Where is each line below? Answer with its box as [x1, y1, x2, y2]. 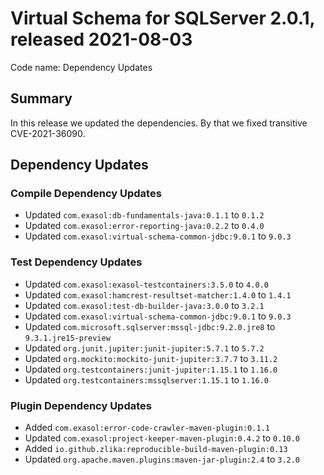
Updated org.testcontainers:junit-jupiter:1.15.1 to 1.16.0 [24, 363, 278, 375]
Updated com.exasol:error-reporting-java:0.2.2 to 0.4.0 [24, 220, 265, 232]
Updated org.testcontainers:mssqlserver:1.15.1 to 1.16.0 [24, 373, 269, 386]
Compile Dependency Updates [10, 187, 162, 201]
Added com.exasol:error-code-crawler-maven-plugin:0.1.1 [24, 422, 270, 434]
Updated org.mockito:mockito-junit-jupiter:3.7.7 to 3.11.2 [24, 352, 278, 364]
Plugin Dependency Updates [10, 398, 152, 412]
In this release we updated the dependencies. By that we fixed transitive [10, 117, 308, 129]
